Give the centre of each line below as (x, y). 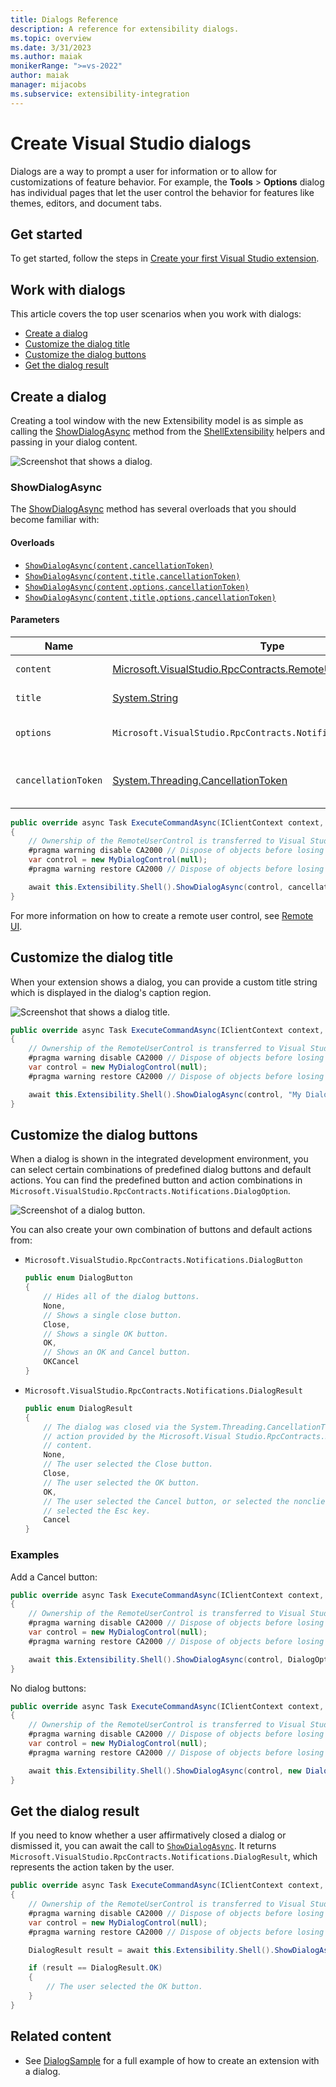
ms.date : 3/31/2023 (51, 47)
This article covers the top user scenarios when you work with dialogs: (156, 314)
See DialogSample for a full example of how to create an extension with (172, 2060)
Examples (35, 1555)
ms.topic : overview (51, 38)
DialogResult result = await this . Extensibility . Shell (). (151, 1950)
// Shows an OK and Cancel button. (117, 1352)
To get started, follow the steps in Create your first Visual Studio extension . (165, 258)
